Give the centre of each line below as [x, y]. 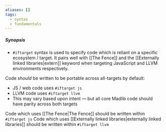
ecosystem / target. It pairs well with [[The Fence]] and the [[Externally [86, 58]
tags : [11, 15]
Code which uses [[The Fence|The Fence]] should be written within [75, 114]
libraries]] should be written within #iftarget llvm [57, 124]
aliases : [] [18, 10]
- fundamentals [26, 24]
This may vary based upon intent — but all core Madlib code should [82, 99]
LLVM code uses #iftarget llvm [46, 93]
